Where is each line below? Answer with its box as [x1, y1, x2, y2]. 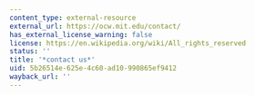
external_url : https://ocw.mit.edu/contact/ [9, 22, 181, 31]
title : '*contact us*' [9, 55, 96, 64]
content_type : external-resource [9, 13, 137, 23]
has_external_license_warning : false [9, 30, 153, 39]
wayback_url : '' [9, 72, 71, 81]
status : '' [9, 47, 51, 56]
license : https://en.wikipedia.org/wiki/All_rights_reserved [9, 38, 247, 48]
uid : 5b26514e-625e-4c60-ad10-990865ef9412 [9, 64, 178, 73]
